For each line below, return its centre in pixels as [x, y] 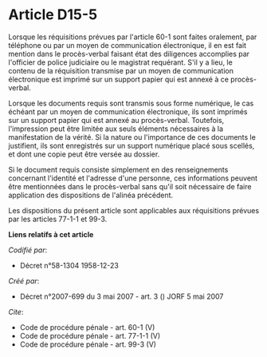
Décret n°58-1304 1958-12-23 [69, 265]
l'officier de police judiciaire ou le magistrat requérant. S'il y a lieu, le [120, 62]
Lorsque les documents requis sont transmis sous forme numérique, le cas [131, 103]
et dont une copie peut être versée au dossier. [84, 154]
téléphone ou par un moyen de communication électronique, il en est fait [128, 45]
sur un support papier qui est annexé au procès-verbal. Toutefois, [116, 120]
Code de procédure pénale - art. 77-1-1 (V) [90, 335]
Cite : [16, 311]
